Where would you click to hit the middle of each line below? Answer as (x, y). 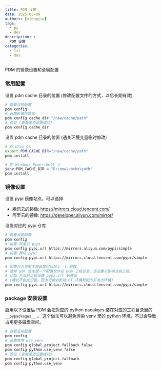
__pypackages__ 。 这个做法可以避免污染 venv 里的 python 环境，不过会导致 (81, 316)
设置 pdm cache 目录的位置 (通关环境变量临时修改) (56, 137)
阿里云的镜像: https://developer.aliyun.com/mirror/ (62, 215)
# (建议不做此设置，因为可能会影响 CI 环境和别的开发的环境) (59, 280)
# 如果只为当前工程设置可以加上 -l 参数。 (43, 267)
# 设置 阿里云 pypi (23, 244)
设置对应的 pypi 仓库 (26, 225)
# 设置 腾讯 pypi (21, 253)
